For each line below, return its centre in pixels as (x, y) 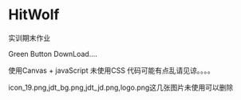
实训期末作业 (29, 38)
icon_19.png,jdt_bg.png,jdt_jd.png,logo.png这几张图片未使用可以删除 (121, 87)
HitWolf (34, 15)
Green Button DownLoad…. (53, 54)
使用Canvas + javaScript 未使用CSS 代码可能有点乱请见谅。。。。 (112, 70)
